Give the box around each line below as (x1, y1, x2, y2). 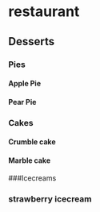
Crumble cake (8, 137, 56, 147)
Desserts (8, 35, 54, 48)
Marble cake (8, 156, 51, 165)
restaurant (8, 2, 80, 21)
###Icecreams (8, 173, 57, 183)
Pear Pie (8, 97, 37, 106)
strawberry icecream (8, 193, 92, 205)
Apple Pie (8, 79, 42, 89)
